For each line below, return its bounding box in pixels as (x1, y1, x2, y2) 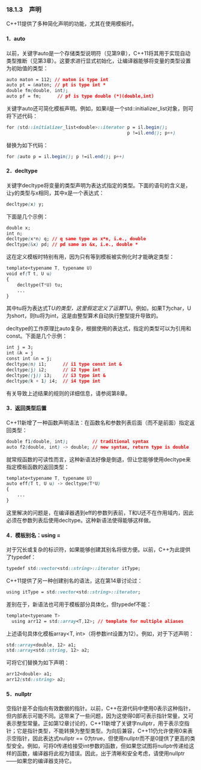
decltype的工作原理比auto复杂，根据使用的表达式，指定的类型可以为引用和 (6, 325, 191, 332)
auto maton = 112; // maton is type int (6, 76, 109, 82)
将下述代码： (6, 112, 38, 120)
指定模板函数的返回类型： (6, 463, 70, 470)
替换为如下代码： (6, 141, 49, 148)
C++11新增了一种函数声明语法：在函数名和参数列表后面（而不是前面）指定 (6, 419, 190, 426)
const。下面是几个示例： (6, 332, 68, 340)
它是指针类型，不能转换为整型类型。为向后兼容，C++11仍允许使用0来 (16, 727, 188, 735)
